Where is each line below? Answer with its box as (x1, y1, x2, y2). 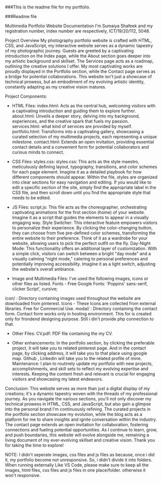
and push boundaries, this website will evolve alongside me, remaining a (5, 432, 149, 438)
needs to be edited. (12, 195, 51, 201)
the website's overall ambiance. (12, 266, 75, 272)
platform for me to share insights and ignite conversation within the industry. (5, 416, 157, 422)
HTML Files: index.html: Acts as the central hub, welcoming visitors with (12, 103, 156, 108)
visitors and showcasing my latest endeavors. (12, 376, 103, 382)
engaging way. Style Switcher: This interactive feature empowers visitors (12, 220, 158, 225)
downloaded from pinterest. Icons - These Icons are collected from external (5, 301, 156, 306)
